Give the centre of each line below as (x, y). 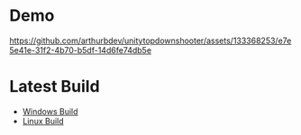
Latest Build (55, 87)
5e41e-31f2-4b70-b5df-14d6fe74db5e (80, 49)
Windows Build (50, 111)
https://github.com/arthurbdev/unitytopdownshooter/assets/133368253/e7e (150, 40)
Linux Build (43, 121)
